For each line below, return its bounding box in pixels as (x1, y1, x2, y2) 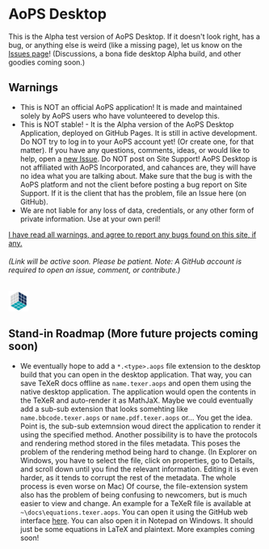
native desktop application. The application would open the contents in (19, 386, 256, 396)
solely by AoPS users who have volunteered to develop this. (19, 111, 220, 120)
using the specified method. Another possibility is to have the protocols (19, 429, 258, 439)
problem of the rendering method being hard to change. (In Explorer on (19, 446, 257, 457)
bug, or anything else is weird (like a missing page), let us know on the (8, 40, 242, 49)
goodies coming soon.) (8, 57, 86, 67)
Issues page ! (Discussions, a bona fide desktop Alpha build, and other (8, 49, 242, 58)
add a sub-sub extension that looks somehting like (19, 403, 188, 413)
